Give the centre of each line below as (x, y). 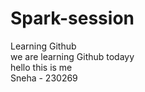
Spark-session (72, 18)
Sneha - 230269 (44, 78)
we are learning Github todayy (72, 56)
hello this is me (41, 67)
